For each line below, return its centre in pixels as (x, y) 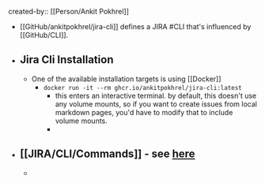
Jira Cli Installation (66, 60)
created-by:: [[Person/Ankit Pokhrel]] (68, 11)
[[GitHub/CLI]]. (44, 35)
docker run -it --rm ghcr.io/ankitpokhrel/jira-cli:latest (143, 88)
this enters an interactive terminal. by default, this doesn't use (156, 95)
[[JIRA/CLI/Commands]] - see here (107, 154)
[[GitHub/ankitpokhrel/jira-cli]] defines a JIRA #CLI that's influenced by (135, 26)
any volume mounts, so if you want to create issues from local (156, 104)
